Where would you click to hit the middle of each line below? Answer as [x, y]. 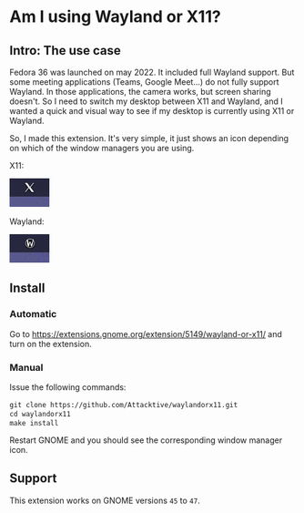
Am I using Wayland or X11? [115, 17]
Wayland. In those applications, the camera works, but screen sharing [140, 92]
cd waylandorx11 [40, 414]
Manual [26, 367]
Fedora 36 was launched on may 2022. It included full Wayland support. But [152, 72]
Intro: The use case [65, 51]
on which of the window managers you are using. [102, 148]
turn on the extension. [51, 344]
